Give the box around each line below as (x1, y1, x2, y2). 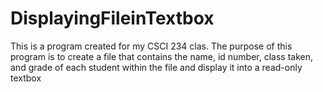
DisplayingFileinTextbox (10, 7, 215, 30)
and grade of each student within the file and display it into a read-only (10, 61, 303, 73)
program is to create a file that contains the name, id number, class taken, (10, 50, 314, 62)
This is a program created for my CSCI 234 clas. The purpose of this (10, 40, 293, 52)
